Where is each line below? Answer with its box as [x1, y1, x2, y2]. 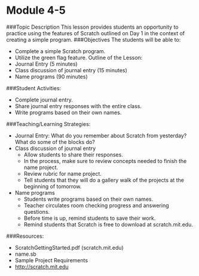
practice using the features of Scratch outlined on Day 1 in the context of [6, 29, 185, 36]
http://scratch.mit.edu [14, 263, 69, 270]
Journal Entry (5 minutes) [14, 60, 78, 68]
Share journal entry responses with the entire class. [14, 102, 142, 109]
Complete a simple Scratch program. [14, 47, 106, 54]
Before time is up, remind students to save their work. [23, 214, 156, 222]
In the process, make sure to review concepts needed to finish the [23, 157, 187, 164]
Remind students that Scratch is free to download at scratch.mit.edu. [23, 220, 193, 228]
